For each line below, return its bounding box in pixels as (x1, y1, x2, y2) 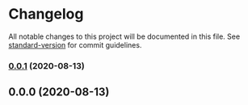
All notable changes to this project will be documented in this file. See (8, 31, 241, 41)
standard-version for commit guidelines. (8, 40, 142, 49)
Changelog (8, 5, 84, 23)
